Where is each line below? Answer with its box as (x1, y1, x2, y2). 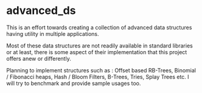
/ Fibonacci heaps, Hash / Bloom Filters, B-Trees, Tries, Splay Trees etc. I (6, 73, 190, 80)
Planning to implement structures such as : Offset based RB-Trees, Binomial (6, 66, 197, 74)
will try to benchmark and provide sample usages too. (6, 80, 141, 87)
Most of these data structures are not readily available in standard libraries (6, 42, 193, 49)
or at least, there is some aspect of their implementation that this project (6, 48, 187, 55)
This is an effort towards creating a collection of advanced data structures (6, 24, 192, 31)
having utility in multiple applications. (6, 30, 99, 37)
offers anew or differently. (6, 55, 71, 62)
